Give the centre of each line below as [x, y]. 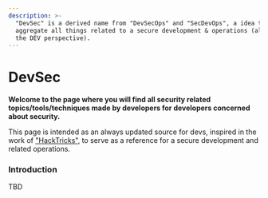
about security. [34, 117]
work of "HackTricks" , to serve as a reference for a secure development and [134, 141]
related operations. [39, 149]
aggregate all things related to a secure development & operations [132, 30]
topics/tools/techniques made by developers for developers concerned [129, 108]
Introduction [33, 170]
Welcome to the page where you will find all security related [110, 100]
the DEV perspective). [53, 38]
